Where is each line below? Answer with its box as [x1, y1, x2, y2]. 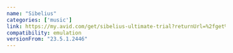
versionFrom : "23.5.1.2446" [6, 36, 88, 43]
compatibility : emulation [6, 29, 81, 36]
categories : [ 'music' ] [6, 17, 72, 23]
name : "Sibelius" [6, 10, 57, 17]
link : [6, 23, 22, 30]
